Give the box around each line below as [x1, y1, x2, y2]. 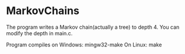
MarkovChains [6, 4, 80, 18]
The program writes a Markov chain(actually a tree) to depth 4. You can [6, 23, 180, 31]
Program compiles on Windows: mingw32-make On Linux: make [6, 41, 162, 48]
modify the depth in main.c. [6, 29, 73, 36]
